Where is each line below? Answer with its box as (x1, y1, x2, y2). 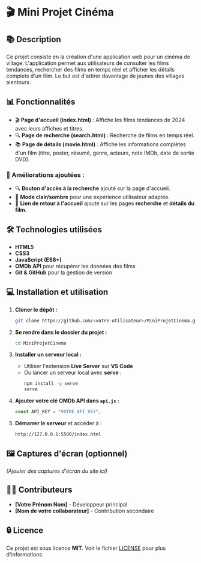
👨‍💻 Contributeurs (6, 485, 73, 495)
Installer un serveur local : (14, 351, 82, 358)
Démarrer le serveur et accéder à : (14, 420, 102, 427)
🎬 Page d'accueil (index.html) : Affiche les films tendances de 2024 (14, 116, 185, 123)
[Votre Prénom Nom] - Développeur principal (14, 500, 128, 508)
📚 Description (6, 34, 61, 45)
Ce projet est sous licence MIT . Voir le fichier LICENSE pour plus (6, 544, 166, 552)
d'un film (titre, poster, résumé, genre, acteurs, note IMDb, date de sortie (14, 149, 195, 156)
